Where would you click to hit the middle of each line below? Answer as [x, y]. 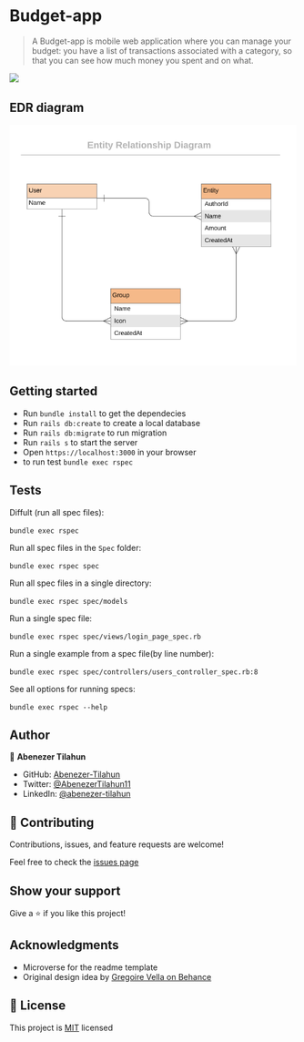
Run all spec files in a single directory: [81, 583]
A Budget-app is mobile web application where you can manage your [161, 41]
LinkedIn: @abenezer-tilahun [76, 794]
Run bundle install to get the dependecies [104, 413]
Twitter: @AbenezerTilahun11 [76, 784]
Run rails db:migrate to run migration [95, 433]
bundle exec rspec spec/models [69, 601]
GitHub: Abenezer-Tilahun [71, 774]
